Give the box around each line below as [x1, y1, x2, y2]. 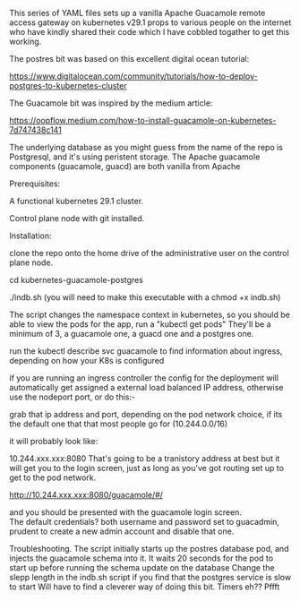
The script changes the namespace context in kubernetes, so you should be [9, 309, 291, 320]
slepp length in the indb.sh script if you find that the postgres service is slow [9, 572, 292, 582]
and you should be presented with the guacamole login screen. [9, 507, 242, 518]
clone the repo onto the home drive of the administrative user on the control [9, 248, 289, 258]
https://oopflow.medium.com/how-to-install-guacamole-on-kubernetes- [9, 116, 277, 125]
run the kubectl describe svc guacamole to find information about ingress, [9, 346, 283, 356]
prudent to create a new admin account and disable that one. [9, 526, 235, 537]
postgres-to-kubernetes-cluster [9, 81, 127, 90]
